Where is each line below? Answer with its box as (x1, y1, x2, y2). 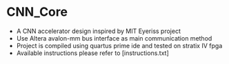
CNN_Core (6, 4, 68, 20)
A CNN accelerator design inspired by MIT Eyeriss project (16, 27, 181, 35)
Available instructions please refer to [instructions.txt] (16, 49, 170, 57)
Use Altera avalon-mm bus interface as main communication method (16, 34, 212, 42)
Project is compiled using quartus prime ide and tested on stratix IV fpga (16, 41, 223, 50)
